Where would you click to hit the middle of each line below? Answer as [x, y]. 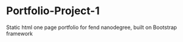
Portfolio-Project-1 [53, 11]
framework [20, 33]
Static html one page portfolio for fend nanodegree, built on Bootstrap [91, 27]
